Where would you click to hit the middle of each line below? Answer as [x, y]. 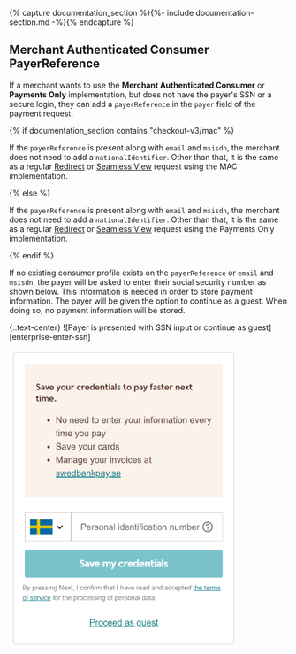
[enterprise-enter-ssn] [50, 336]
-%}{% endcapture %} [93, 22]
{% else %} [30, 193]
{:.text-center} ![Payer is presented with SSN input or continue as [128, 327]
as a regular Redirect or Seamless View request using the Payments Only [142, 228]
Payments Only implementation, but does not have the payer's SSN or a [140, 94]
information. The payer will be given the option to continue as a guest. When [148, 301]
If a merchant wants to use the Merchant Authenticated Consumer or [137, 85]
